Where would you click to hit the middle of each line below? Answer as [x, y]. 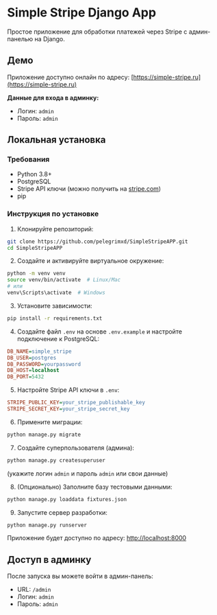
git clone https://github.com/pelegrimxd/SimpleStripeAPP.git [98, 242]
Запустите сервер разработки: [62, 512]
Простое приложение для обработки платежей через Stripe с [97, 32]
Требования [28, 159]
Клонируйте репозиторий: [55, 229]
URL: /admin [34, 590]
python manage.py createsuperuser [56, 460]
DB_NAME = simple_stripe [39, 351]
